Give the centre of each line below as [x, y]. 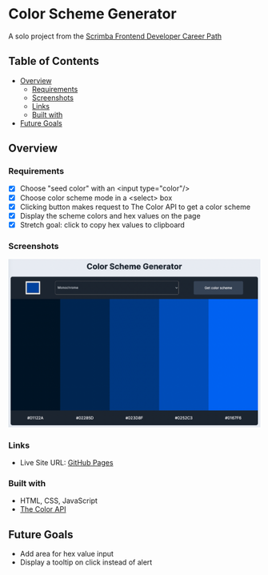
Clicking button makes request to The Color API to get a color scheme [135, 207]
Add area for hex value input [67, 554]
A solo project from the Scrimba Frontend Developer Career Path [115, 36]
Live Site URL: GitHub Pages [66, 463]
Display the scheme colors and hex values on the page [110, 215]
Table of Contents [54, 61]
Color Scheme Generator [93, 14]
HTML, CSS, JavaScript [59, 501]
